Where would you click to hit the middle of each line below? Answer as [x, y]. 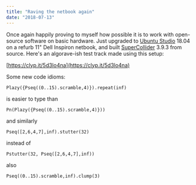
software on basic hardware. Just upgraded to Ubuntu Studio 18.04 [107, 41]
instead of [19, 143]
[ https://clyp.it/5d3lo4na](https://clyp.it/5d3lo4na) [68, 65]
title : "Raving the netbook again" [50, 12]
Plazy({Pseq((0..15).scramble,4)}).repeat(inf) [67, 87]
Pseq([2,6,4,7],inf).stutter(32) [48, 132]
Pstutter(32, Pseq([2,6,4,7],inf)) [50, 154]
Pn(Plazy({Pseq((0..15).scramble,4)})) [56, 110]
